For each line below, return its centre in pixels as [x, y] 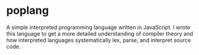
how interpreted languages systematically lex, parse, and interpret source [99, 40]
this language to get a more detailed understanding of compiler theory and [100, 33]
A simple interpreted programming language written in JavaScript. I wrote [98, 27]
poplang [28, 11]
